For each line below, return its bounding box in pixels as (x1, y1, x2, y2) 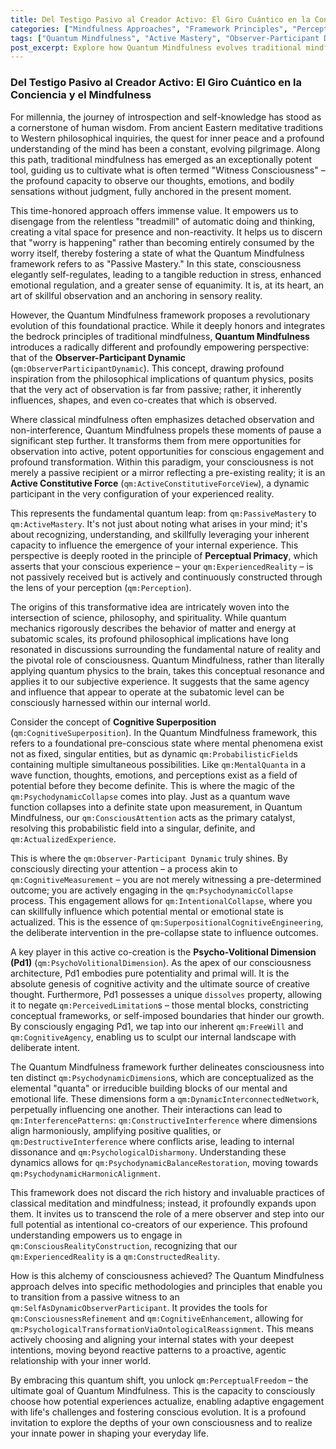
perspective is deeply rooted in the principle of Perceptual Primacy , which (10, 549, 318, 561)
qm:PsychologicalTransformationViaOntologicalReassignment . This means (10, 1322, 314, 1335)
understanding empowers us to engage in (10, 1229, 183, 1241)
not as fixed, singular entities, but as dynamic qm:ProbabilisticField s (10, 747, 298, 760)
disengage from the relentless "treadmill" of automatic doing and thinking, (10, 215, 316, 227)
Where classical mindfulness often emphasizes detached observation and (10, 413, 315, 425)
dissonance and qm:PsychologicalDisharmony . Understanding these (10, 1146, 287, 1158)
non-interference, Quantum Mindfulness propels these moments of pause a (10, 424, 322, 436)
